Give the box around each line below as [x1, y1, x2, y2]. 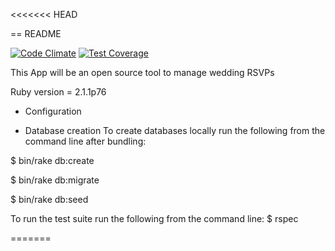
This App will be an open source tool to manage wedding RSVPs [10, 67, 275, 78]
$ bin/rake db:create [10, 155, 95, 166]
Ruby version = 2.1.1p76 [10, 86, 107, 98]
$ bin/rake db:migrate [10, 174, 100, 186]
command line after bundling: [24, 135, 147, 147]
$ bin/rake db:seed [10, 194, 89, 205]
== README [10, 28, 62, 39]
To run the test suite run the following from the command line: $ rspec [10, 213, 299, 224]
